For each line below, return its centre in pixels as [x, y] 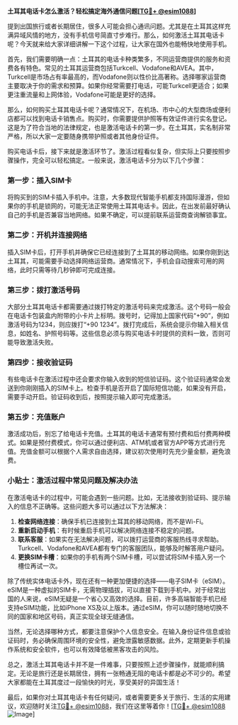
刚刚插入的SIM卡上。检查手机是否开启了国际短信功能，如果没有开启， [128, 388]
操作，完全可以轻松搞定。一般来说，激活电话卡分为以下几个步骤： [109, 160]
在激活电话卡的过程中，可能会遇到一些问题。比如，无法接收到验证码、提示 [116, 497]
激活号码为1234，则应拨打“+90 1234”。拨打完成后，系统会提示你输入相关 [115, 324]
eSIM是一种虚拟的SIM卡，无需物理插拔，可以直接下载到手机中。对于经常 [113, 589]
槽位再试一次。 [39, 566]
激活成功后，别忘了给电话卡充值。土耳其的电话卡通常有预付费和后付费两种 [116, 434]
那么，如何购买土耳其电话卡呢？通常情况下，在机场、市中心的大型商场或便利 [119, 110]
